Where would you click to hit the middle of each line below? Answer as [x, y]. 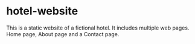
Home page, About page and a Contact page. [63, 34]
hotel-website [42, 11]
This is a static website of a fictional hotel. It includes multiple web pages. [98, 28]
